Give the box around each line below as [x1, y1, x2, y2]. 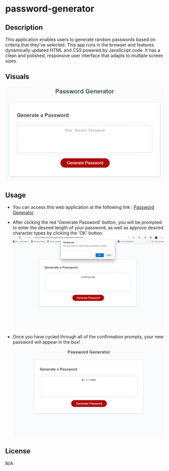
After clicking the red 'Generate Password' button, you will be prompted [12, 219, 162, 225]
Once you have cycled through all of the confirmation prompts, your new [12, 334, 164, 340]
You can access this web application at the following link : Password [12, 204, 155, 210]
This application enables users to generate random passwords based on [5, 36, 155, 42]
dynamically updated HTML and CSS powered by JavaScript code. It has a [5, 47, 160, 53]
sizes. [5, 58, 18, 64]
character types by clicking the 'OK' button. [12, 230, 103, 236]
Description [5, 23, 43, 32]
